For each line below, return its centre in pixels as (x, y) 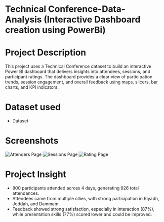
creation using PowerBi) (56, 30)
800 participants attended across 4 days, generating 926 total (76, 188)
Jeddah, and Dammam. (36, 204)
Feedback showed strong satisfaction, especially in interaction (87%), (83, 209)
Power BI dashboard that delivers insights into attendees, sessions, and (78, 72)
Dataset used (33, 107)
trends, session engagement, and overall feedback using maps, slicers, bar (82, 82)
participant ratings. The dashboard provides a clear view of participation (79, 77)
